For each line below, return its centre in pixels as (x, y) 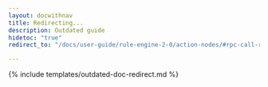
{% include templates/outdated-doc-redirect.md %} (94, 74)
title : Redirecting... (46, 23)
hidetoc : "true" (35, 38)
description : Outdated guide (57, 30)
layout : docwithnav (41, 15)
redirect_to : (30, 45)
